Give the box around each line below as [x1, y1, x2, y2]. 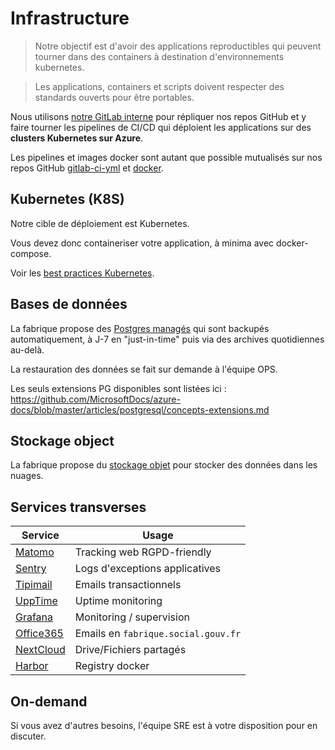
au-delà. [10, 343, 45, 356]
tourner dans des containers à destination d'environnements [34, 50, 285, 62]
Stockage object [10, 432, 115, 449]
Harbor [15, 659, 49, 673]
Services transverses [10, 498, 147, 516]
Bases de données [10, 296, 128, 313]
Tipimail [15, 578, 53, 592]
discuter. [10, 730, 47, 742]
